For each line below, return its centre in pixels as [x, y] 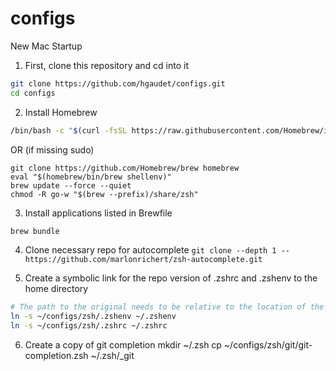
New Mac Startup [46, 46]
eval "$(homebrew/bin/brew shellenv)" [91, 177]
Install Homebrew [61, 112]
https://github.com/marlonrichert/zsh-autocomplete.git [143, 260]
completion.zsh [56, 356]
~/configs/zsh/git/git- [268, 345]
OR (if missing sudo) [52, 149]
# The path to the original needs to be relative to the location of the [167, 307]
